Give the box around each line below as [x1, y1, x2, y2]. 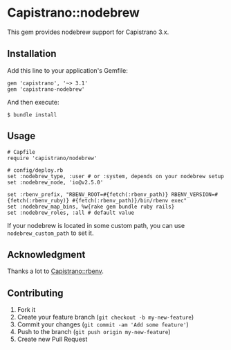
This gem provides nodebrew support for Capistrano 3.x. [7, 28, 169, 36]
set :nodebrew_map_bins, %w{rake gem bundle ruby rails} [7, 203, 175, 210]
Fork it [17, 306, 36, 314]
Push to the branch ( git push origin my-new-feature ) [17, 328, 171, 336]
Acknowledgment [7, 248, 86, 261]
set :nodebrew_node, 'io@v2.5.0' [7, 179, 104, 186]
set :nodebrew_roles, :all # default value [7, 209, 135, 216]
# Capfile [7, 148, 36, 155]
